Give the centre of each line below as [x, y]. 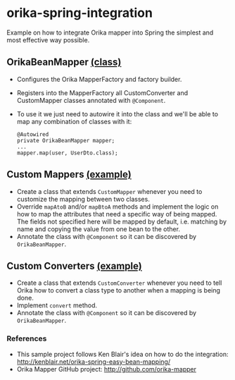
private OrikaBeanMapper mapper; [66, 140]
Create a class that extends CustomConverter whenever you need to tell [119, 283]
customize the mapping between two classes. [83, 199]
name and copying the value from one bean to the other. [99, 229]
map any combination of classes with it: [74, 121]
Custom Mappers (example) [69, 174]
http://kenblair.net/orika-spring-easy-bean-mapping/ [93, 362]
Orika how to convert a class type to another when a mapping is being [119, 290]
